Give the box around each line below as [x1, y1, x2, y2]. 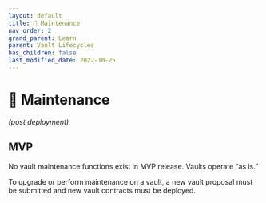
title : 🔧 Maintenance [8, 19, 81, 27]
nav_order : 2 [8, 26, 52, 34]
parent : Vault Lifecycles [8, 42, 94, 50]
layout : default [8, 11, 62, 20]
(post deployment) [8, 117, 69, 126]
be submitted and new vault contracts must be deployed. [8, 185, 196, 195]
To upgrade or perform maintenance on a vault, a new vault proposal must [8, 177, 253, 186]
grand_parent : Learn [8, 34, 77, 42]
